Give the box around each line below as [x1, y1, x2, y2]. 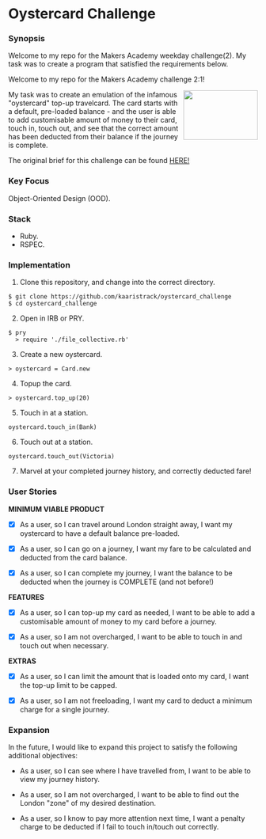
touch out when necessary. [19, 640, 109, 650]
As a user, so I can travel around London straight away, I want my [19, 519, 233, 529]
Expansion [8, 725, 50, 736]
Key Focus [8, 176, 50, 187]
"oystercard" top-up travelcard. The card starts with [8, 98, 178, 108]
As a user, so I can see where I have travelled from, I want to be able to [19, 766, 251, 776]
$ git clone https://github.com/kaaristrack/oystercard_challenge [8, 293, 232, 301]
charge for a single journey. [19, 705, 109, 715]
